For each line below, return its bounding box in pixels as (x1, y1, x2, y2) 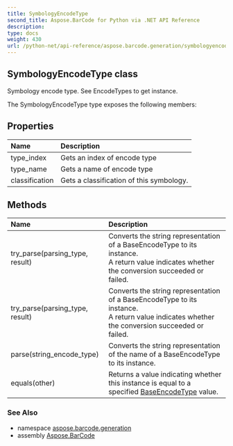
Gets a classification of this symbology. (60, 175, 189, 185)
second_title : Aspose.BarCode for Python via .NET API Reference (7, 17, 200, 24)
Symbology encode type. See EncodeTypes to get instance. (7, 86, 178, 95)
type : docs (7, 29, 39, 37)
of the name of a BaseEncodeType (108, 349, 221, 359)
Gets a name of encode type (60, 164, 153, 174)
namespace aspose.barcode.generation (17, 424, 132, 432)
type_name (10, 164, 47, 174)
